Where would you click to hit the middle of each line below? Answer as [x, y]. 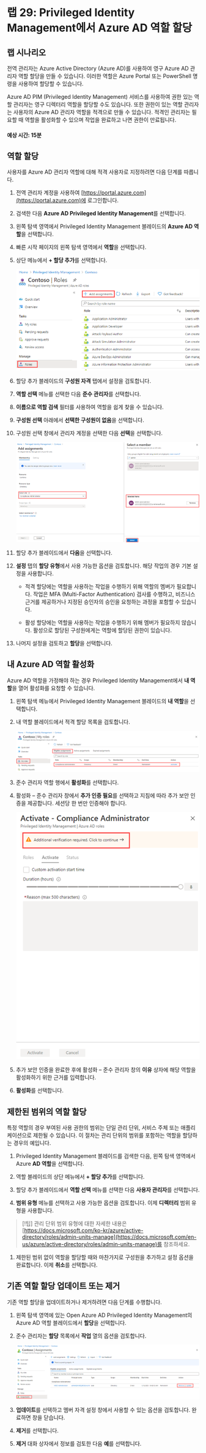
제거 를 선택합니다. [37, 1430]
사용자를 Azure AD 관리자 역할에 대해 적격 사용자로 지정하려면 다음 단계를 [95, 172]
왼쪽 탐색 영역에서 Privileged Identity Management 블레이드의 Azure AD [104, 226]
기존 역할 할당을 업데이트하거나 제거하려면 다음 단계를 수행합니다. [85, 1302]
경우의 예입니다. [32, 1143]
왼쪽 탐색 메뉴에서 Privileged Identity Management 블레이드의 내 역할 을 [102, 701]
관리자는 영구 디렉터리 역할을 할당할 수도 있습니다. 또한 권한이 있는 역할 [98, 104]
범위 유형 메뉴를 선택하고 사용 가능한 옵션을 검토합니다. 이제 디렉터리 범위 [103, 1203]
